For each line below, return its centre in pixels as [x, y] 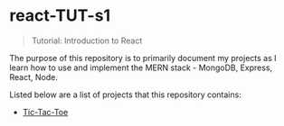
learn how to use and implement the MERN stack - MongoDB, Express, [141, 67]
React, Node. [34, 76]
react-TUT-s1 [60, 16]
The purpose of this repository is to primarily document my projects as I [143, 58]
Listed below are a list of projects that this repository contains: [125, 94]
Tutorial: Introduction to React [87, 40]
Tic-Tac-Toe [45, 112]
